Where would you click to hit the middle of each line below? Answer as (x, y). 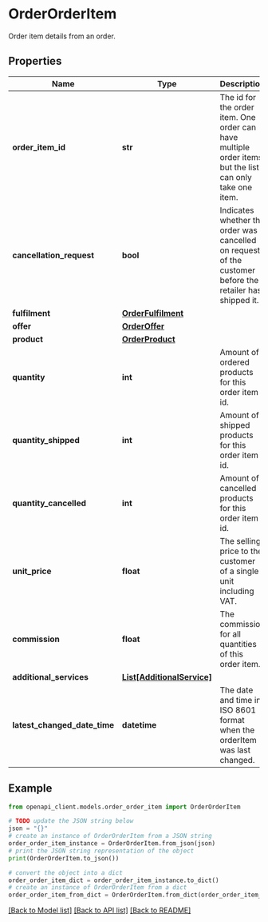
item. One (238, 117)
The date (236, 690)
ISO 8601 (238, 710)
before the (239, 280)
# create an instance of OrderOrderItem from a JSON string (110, 836)
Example (30, 788)
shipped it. (239, 300)
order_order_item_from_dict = (59, 895)
